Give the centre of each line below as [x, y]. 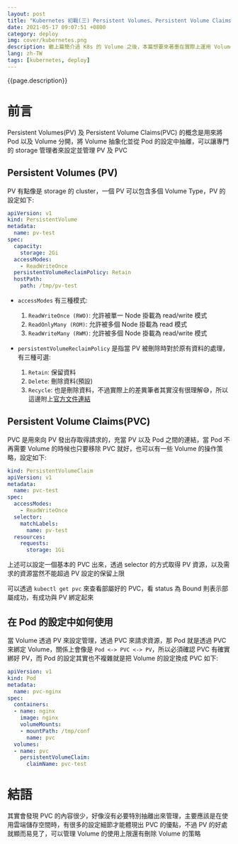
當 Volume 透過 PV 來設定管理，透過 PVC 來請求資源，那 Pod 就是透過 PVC [117, 640]
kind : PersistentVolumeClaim [50, 471]
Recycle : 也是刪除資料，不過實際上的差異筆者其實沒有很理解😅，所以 [128, 390]
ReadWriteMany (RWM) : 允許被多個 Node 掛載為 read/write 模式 [118, 333]
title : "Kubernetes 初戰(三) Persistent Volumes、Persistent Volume [108, 21]
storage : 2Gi [39, 253]
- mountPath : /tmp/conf [55, 731]
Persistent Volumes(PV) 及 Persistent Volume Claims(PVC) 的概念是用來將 [115, 132]
